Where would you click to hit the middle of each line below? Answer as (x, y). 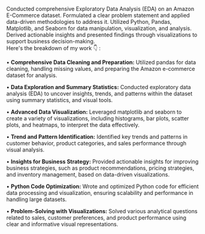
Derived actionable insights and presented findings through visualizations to (102, 35)
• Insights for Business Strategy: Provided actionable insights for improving (103, 162)
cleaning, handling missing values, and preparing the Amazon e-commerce (101, 69)
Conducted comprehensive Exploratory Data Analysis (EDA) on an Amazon (100, 9)
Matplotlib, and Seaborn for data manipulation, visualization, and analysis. (99, 28)
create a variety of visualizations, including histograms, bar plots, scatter (98, 118)
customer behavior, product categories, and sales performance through (96, 143)
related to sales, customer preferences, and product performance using (96, 218)
